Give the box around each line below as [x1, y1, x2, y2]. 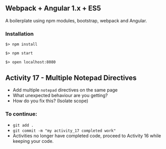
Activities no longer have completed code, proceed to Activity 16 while [12, 133, 161, 139]
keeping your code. [12, 138, 54, 144]
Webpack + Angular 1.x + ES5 [5, 4, 101, 13]
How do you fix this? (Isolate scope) [12, 98, 88, 104]
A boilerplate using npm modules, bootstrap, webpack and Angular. [5, 17, 147, 23]
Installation [5, 30, 34, 37]
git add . [12, 123, 34, 128]
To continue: [5, 110, 37, 117]
